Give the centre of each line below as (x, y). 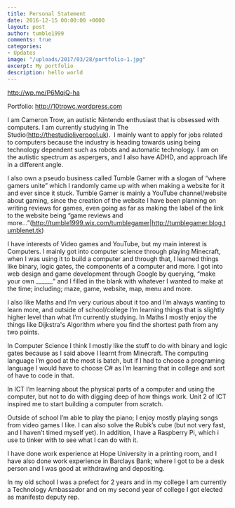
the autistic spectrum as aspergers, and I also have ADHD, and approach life (117, 157)
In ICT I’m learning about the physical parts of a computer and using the (111, 389)
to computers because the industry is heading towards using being (104, 142)
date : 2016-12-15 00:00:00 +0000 (56, 20)
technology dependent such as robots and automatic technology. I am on (113, 149)
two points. (23, 332)
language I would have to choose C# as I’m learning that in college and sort (116, 368)
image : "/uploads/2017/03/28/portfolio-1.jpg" (76, 60)
